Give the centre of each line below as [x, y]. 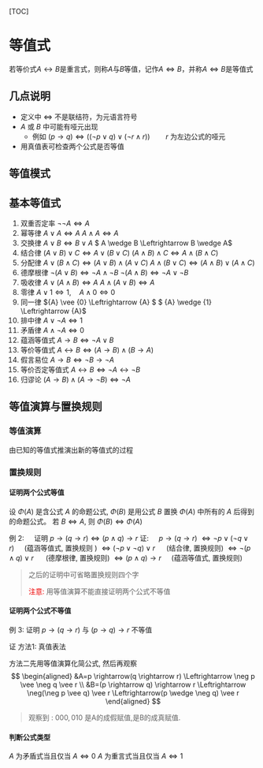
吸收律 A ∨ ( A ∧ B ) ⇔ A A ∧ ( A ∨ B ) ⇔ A [87, 282]
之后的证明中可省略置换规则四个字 [83, 574]
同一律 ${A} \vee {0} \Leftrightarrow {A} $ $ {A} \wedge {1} [116, 302]
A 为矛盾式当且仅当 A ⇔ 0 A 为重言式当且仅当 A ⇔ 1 [96, 756]
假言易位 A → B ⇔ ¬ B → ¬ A [67, 360]
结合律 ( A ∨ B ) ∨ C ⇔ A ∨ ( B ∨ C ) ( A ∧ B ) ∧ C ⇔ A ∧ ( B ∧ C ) [119, 252]
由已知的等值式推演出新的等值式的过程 [71, 449]
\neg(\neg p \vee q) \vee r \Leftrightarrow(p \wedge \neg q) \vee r [133, 692]
